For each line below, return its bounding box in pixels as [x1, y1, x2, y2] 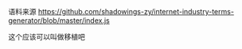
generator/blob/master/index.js [8, 16, 110, 25]
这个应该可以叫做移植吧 [8, 32, 85, 41]
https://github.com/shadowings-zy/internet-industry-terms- [37, 7, 235, 16]
